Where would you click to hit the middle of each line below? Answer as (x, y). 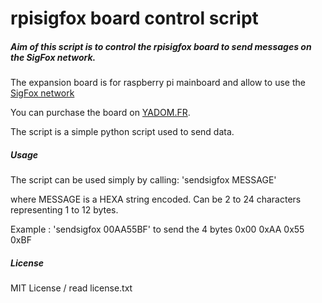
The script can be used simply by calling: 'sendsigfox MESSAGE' (143, 180)
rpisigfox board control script (134, 18)
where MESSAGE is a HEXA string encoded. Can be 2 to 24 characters (156, 199)
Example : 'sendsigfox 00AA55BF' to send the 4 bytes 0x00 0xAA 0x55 (157, 229)
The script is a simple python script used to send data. (122, 132)
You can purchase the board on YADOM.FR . (100, 113)
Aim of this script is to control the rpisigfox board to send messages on (161, 46)
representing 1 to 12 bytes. (64, 210)
